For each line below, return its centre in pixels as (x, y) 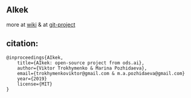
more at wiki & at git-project (41, 24)
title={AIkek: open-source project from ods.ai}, (81, 63)
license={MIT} (35, 84)
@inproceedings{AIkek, (35, 57)
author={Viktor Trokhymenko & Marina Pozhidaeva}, (82, 68)
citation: (22, 44)
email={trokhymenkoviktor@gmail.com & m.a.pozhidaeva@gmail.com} (101, 73)
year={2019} (32, 79)
